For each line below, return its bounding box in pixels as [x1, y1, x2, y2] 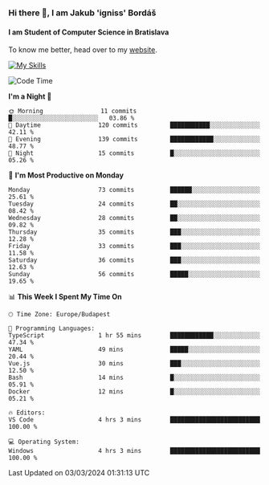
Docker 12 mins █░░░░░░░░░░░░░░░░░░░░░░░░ [8, 388, 261, 396]
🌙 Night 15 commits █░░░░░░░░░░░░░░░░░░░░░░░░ [8, 149, 261, 157]
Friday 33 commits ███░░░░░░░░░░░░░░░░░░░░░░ [8, 243, 261, 251]
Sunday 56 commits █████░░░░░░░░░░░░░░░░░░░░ [8, 271, 261, 279]
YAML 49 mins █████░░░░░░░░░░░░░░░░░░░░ [8, 345, 261, 354]
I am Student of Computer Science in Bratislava [8, 27, 169, 37]
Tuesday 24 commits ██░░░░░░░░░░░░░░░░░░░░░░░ [8, 200, 261, 208]
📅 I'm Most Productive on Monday [8, 170, 124, 180]
